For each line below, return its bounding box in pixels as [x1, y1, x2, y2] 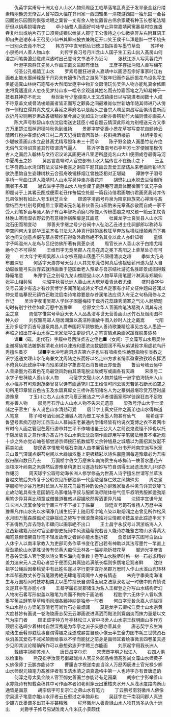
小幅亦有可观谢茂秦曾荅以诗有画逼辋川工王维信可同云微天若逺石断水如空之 [9, 381, 166, 387]
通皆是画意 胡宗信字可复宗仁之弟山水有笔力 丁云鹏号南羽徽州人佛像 [5, 687, 164, 693]
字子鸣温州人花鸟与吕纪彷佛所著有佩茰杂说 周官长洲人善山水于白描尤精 [5, 240, 163, 246]
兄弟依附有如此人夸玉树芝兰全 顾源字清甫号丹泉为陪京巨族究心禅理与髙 [5, 196, 163, 202]
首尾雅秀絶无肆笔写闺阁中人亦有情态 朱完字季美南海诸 [40, 572, 163, 578]
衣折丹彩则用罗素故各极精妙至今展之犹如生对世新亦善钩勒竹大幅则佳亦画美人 [5, 113, 166, 119]
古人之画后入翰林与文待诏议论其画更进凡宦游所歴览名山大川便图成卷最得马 [5, 151, 161, 157]
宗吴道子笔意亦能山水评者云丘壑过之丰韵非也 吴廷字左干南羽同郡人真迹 [5, 694, 163, 699]
